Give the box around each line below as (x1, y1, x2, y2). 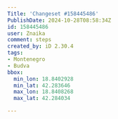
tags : (7, 50, 23, 57)
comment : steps (7, 36, 52, 43)
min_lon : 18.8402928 (13, 75, 74, 83)
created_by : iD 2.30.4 (7, 43, 74, 50)
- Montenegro (7, 56, 46, 63)
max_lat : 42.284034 (13, 95, 71, 102)
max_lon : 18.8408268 (13, 88, 74, 95)
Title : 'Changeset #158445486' (7, 10, 99, 17)
